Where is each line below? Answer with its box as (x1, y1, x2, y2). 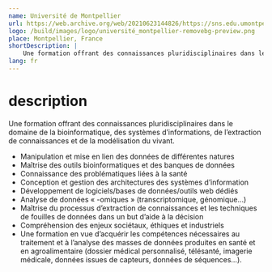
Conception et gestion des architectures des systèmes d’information (19, 177, 249, 187)
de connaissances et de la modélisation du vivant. (8, 135, 176, 146)
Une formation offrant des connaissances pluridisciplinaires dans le (8, 118, 233, 128)
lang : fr (8, 57, 38, 66)
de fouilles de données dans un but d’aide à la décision (19, 211, 204, 221)
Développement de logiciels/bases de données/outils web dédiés (19, 185, 239, 195)
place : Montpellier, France (8, 34, 104, 43)
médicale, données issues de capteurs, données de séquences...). (19, 254, 243, 264)
